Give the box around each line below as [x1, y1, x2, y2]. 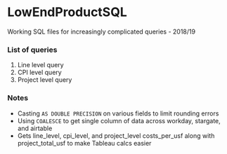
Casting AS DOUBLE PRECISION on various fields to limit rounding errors [17, 109, 219, 118]
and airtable [17, 124, 53, 132]
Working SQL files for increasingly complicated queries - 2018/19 [7, 27, 195, 36]
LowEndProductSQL [7, 4, 128, 20]
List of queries [7, 45, 58, 55]
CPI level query [17, 68, 62, 77]
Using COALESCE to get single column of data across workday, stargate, [17, 116, 221, 125]
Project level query [17, 76, 72, 84]
